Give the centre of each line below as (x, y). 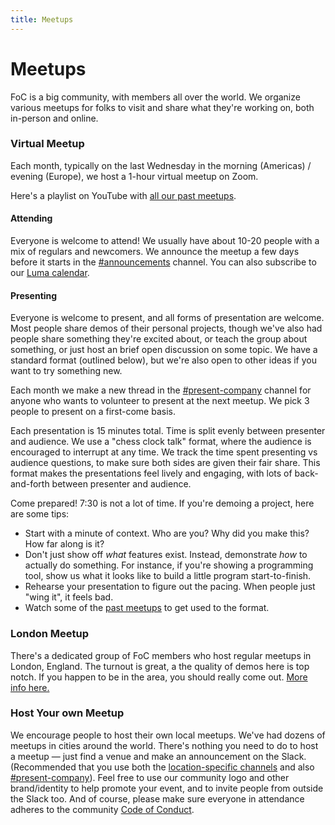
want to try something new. (66, 371)
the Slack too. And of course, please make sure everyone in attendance (157, 798)
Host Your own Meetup (67, 713)
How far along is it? (64, 544)
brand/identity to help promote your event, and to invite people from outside (167, 788)
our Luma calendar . (50, 273)
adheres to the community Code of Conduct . (102, 809)
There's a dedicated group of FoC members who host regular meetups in (161, 655)
